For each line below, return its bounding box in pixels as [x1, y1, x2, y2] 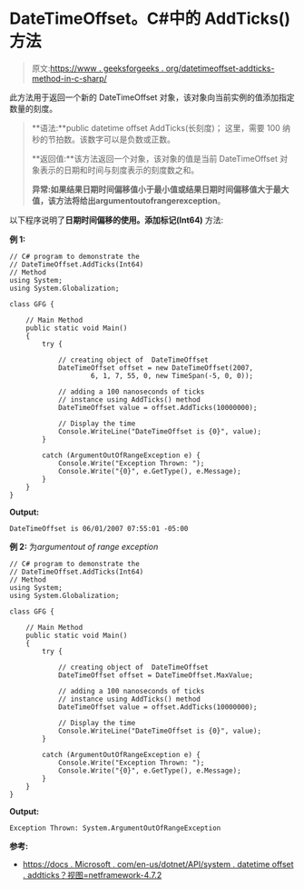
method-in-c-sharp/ [31, 73, 107, 84]
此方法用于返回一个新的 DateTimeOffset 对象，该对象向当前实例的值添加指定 [9, 92, 295, 103]
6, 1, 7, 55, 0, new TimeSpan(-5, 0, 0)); [90, 371, 254, 380]
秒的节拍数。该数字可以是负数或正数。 [31, 134, 175, 145]
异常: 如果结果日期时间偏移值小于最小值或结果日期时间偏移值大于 [31, 184, 274, 195]
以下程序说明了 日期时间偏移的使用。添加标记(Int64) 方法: [9, 215, 224, 225]
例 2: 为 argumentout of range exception [9, 541, 159, 552]
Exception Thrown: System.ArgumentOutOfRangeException [9, 824, 221, 833]
